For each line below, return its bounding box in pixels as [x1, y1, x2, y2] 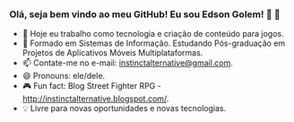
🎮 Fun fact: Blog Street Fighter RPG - [22, 81, 161, 91]
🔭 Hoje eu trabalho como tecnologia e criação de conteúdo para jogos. [22, 29, 284, 39]
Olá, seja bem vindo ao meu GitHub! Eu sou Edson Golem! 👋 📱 [9, 8, 281, 21]
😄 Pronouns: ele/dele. [22, 71, 106, 82]
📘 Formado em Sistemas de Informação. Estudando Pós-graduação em [22, 38, 286, 48]
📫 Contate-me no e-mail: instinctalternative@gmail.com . [22, 57, 233, 68]
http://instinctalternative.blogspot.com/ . [22, 93, 169, 104]
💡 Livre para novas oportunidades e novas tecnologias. [22, 103, 227, 114]
